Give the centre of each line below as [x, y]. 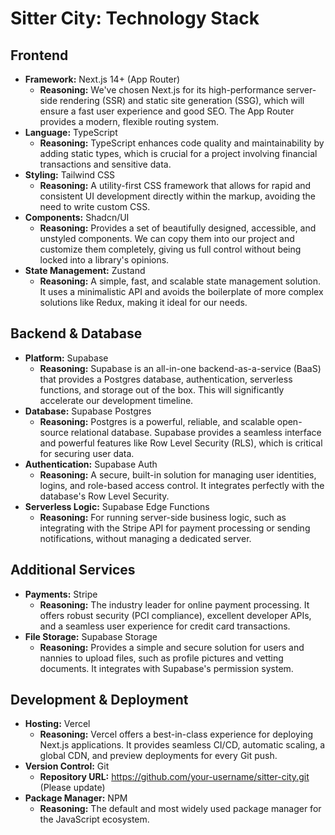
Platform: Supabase [66, 358]
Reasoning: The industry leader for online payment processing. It [174, 604]
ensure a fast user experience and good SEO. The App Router [167, 111]
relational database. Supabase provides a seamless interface [196, 432]
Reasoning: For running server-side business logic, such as [163, 517]
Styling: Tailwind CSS [70, 175]
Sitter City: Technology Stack [135, 18]
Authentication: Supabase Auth [91, 464]
